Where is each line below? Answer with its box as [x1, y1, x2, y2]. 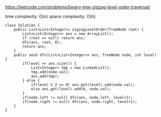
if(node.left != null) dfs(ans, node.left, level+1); [22, 95, 133, 100]
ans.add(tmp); [30, 74, 59, 79]
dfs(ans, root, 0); [22, 40, 62, 45]
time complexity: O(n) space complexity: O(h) [5, 14, 96, 19]
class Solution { [5, 23, 40, 28]
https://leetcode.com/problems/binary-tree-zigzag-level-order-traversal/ [5, 4, 150, 10]
